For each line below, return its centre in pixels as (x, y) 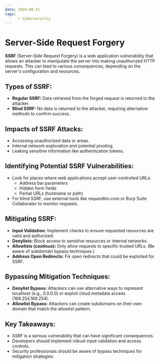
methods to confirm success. (41, 114)
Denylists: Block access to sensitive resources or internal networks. (80, 241)
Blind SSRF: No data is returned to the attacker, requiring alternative (80, 109)
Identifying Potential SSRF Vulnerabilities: (69, 166)
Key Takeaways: (30, 324)
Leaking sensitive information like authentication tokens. (68, 151)
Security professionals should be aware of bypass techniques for (77, 351)
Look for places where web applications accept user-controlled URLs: (81, 178)
